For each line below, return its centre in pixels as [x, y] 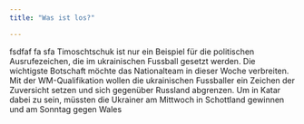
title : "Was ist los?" [52, 18]
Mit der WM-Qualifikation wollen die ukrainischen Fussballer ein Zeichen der [152, 80]
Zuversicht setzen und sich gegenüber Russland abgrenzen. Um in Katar [145, 90]
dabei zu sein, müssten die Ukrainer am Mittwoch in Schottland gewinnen [147, 100]
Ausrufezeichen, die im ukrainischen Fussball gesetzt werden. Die [132, 61]
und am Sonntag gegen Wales [66, 109]
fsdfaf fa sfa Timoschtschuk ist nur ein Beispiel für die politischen [132, 52]
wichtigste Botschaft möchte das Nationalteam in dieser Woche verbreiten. [149, 71]
